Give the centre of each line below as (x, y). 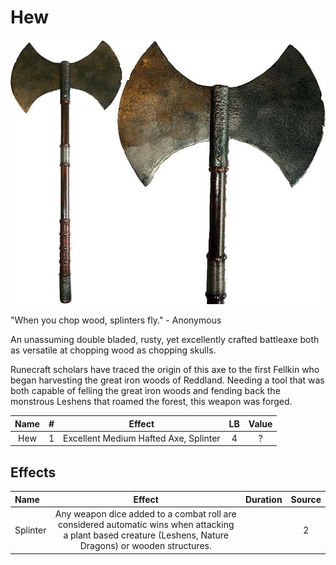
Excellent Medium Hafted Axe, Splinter (142, 438)
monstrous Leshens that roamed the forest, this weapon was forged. (151, 402)
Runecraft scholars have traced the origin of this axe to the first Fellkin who (165, 370)
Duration (263, 499)
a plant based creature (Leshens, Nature (146, 535)
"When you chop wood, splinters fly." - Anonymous (116, 320)
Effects (33, 472)
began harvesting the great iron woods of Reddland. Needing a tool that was (167, 380)
